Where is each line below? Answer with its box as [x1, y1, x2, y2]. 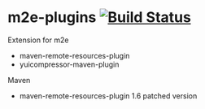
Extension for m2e [7, 35, 69, 45]
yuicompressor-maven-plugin [19, 59, 120, 69]
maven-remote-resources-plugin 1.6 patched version [19, 90, 198, 101]
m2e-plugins [7, 8, 97, 27]
